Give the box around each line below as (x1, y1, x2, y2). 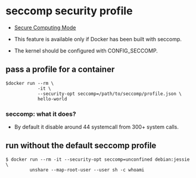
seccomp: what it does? (5, 109, 76, 118)
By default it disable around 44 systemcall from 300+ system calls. (14, 124, 179, 131)
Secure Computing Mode (14, 24, 76, 31)
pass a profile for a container (5, 65, 115, 75)
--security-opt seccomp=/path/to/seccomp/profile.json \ (37, 91, 182, 97)
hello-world (37, 96, 67, 102)
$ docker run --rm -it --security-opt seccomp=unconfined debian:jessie (5, 156, 190, 162)
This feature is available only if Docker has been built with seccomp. (14, 35, 182, 42)
